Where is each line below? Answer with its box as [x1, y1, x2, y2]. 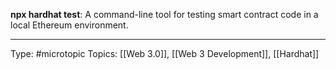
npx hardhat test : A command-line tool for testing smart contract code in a [10, 9, 319, 20]
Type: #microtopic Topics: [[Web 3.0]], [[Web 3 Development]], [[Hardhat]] [10, 48, 320, 59]
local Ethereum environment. [10, 19, 129, 31]
